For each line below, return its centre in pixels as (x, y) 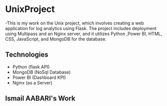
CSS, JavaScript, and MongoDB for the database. (56, 39)
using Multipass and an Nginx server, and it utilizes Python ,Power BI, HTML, (84, 33)
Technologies (27, 55)
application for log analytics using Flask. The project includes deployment (81, 28)
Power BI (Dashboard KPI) (39, 77)
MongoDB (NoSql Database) (41, 72)
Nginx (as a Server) (32, 82)
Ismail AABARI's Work (40, 98)
